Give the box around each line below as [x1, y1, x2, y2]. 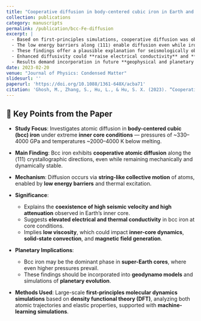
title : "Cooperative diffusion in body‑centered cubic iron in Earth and [6, 8, 194, 15]
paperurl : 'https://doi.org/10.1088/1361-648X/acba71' [6, 81, 146, 87]
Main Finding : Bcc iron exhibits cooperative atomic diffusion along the [14, 149, 191, 156]
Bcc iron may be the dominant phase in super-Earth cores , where [23, 258, 187, 265]
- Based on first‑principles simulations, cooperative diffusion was [11, 37, 188, 43]
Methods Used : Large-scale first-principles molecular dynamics [14, 289, 178, 296]
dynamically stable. [14, 162, 63, 169]
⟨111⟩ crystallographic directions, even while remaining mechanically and [14, 155, 193, 162]
